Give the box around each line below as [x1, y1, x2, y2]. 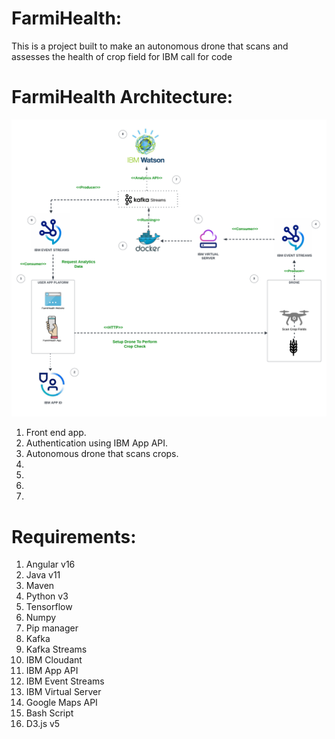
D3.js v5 [25, 718, 61, 730]
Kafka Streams [25, 643, 88, 656]
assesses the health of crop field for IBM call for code [11, 50, 233, 62]
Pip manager [25, 622, 79, 634]
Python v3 [25, 590, 69, 602]
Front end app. [25, 427, 87, 439]
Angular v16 [25, 558, 76, 571]
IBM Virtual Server [25, 686, 102, 698]
